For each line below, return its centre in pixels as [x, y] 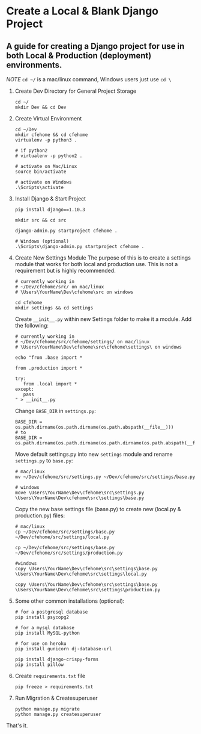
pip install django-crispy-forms [57, 659]
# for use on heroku [40, 644]
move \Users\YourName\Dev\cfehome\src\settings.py [79, 493]
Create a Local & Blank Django [82, 11]
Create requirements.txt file [50, 676]
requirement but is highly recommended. [65, 270]
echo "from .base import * [49, 358]
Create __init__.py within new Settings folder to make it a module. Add [103, 319]
